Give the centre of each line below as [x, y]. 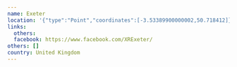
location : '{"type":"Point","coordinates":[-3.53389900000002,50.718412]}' [121, 20]
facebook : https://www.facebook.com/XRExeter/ [83, 40]
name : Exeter [26, 14]
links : [17, 27]
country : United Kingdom [44, 53]
